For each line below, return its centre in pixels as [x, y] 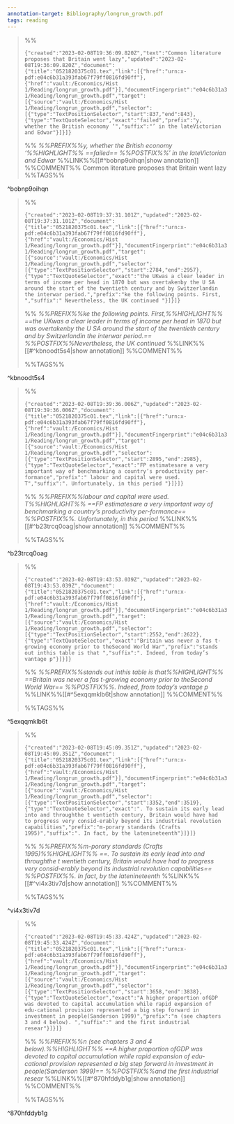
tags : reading [28, 20]
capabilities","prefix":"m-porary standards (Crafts [102, 827]
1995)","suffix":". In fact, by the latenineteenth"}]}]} [110, 833]
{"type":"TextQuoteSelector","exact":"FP [85, 465]
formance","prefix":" [55, 477]
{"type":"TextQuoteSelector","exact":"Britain [93, 641]
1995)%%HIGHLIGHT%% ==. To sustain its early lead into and [115, 854]
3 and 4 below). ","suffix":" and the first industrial [107, 1022]
